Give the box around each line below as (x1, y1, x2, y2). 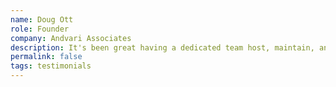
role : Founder (10, 24, 70, 34)
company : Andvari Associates (10, 33, 132, 43)
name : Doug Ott (10, 14, 74, 25)
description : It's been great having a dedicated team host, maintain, (10, 42, 315, 53)
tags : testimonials (10, 61, 92, 71)
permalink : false (10, 52, 83, 62)
